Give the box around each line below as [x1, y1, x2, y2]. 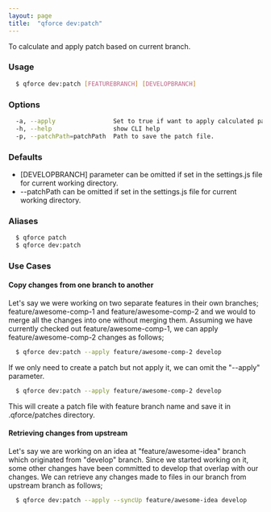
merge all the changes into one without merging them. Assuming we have [8, 315, 252, 325]
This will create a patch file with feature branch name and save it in [8, 401, 231, 411]
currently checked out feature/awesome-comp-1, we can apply [8, 324, 219, 334]
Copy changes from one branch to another [8, 280, 154, 290]
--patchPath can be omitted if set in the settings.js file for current [19, 186, 237, 196]
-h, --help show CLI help [15, 124, 161, 133]
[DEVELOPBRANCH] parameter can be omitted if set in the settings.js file [19, 169, 263, 179]
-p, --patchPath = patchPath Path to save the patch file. [15, 132, 215, 140]
